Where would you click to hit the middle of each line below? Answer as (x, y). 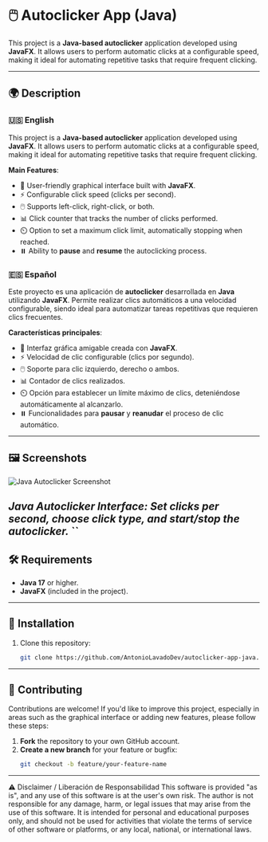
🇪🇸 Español (33, 274)
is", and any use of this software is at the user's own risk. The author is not (131, 796)
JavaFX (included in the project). (74, 591)
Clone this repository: (55, 643)
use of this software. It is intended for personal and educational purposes (129, 812)
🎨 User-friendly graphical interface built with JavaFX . (108, 185)
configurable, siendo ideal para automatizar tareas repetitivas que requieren (133, 309)
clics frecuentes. (36, 317)
